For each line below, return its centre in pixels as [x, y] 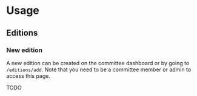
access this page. [28, 75]
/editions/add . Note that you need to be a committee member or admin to [99, 69]
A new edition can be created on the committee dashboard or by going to [98, 63]
